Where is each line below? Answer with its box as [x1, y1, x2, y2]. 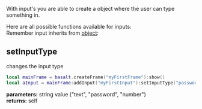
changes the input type [6, 62, 64, 69]
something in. [6, 11, 40, 19]
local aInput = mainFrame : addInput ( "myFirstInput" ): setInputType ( [6, 80, 176, 86]
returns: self [6, 97, 38, 104]
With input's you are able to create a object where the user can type [6, 5, 175, 12]
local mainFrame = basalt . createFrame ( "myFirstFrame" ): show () [6, 74, 165, 80]
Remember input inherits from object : [6, 29, 99, 37]
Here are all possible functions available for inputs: [6, 23, 132, 30]
